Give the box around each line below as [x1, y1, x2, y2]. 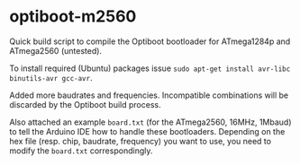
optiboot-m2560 [9, 6, 137, 27]
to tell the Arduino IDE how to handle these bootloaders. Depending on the [9, 126, 286, 136]
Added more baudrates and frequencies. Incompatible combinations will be [9, 90, 289, 100]
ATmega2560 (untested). [9, 45, 102, 56]
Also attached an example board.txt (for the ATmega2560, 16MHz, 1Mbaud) [9, 117, 292, 127]
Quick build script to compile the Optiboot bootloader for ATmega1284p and [9, 36, 291, 47]
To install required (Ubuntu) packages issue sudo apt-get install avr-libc [9, 63, 291, 74]
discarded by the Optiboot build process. [9, 99, 161, 109]
